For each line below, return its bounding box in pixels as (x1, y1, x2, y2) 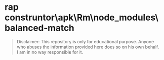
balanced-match (4, 23, 75, 33)
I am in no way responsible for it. (16, 49, 83, 55)
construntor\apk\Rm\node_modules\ (4, 12, 159, 23)
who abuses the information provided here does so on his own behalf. (16, 44, 159, 50)
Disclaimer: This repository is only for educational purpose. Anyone (16, 38, 154, 44)
